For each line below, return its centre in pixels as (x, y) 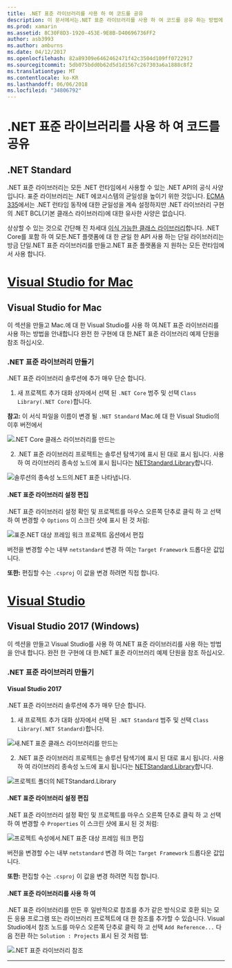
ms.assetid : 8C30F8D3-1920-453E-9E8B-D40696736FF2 (81, 33)
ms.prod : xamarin (32, 26)
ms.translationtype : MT (41, 71)
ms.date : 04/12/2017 (37, 52)
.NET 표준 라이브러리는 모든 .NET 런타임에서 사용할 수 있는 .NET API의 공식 (109, 188)
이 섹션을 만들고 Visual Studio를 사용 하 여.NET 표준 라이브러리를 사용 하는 (108, 643)
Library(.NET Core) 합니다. (54, 402)
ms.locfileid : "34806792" (44, 90)
